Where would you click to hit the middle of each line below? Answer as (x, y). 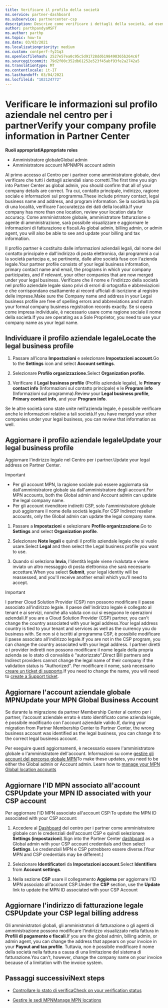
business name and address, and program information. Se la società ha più (82, 201)
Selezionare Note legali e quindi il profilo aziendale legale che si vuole (85, 541)
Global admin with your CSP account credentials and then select (79, 843)
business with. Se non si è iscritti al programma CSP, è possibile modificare (83, 634)
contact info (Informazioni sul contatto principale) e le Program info (82, 388)
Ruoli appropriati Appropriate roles (41, 150)
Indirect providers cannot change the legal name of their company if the (79, 660)
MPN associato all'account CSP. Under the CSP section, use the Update (86, 884)
